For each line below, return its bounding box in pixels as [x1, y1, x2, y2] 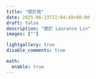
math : [6, 58, 20, 64]
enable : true [11, 63, 44, 69]
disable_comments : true [6, 47, 66, 54]
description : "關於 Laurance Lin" [6, 25, 91, 32]
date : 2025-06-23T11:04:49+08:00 [6, 14, 90, 20]
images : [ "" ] [6, 31, 39, 37]
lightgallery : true [6, 42, 55, 48]
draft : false [6, 20, 39, 26]
